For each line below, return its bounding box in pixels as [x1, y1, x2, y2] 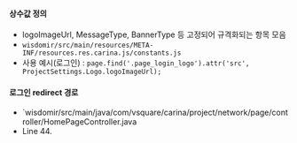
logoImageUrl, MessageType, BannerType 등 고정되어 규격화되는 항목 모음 [21, 29, 286, 40]
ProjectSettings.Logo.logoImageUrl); [21, 67, 162, 77]
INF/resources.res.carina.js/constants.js [21, 49, 182, 57]
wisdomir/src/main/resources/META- [21, 41, 154, 50]
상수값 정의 [9, 8, 47, 19]
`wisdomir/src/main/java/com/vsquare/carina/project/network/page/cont [21, 107, 288, 118]
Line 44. [21, 126, 53, 137]
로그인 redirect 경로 [9, 87, 79, 97]
